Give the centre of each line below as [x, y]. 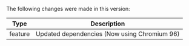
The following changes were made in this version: [68, 9]
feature [20, 34]
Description [108, 24]
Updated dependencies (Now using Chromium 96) [108, 34]
